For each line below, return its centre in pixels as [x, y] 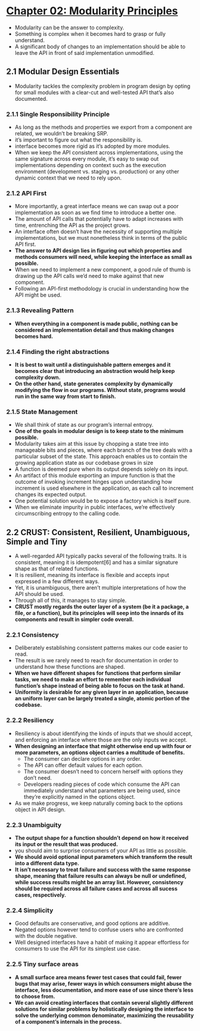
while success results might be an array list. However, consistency [99, 882]
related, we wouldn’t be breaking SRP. [61, 134]
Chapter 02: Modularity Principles [92, 11]
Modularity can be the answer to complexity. [69, 27]
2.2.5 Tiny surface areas [43, 964]
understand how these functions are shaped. [70, 667]
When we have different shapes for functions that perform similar [98, 673]
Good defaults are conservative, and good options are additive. [92, 924]
